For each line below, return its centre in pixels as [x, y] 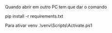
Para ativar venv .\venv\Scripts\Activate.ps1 [49, 25]
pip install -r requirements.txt [34, 16]
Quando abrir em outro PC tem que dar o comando [56, 7]
